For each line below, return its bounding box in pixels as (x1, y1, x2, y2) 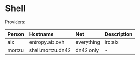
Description (105, 30, 133, 37)
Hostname (29, 30, 53, 37)
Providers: (5, 19, 26, 25)
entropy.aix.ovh (29, 39, 65, 45)
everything (75, 39, 101, 45)
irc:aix (105, 39, 119, 45)
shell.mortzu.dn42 (29, 47, 71, 54)
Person (7, 30, 25, 37)
